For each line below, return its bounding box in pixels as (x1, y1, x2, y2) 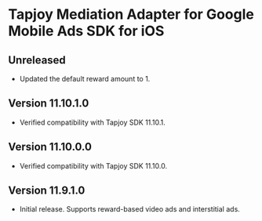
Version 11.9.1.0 (8, 184, 86, 197)
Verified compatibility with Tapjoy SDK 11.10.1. (19, 118, 166, 127)
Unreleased (8, 53, 67, 67)
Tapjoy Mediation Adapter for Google (8, 5, 255, 24)
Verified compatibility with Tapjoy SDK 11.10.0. (19, 161, 167, 170)
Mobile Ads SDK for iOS (8, 22, 165, 40)
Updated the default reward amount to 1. (19, 74, 151, 83)
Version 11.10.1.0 (8, 96, 89, 110)
